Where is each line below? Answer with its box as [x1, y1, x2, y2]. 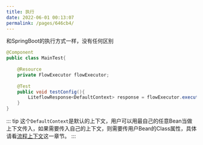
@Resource [17, 66, 42, 72]
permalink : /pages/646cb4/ [6, 20, 74, 26]
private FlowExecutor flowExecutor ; [17, 72, 110, 78]
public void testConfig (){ [17, 89, 85, 95]
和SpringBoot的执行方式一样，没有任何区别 [6, 37, 114, 45]
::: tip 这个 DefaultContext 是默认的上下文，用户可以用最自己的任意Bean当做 [6, 117, 193, 124]
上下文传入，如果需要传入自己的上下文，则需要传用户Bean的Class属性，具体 [6, 125, 197, 132]
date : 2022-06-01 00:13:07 [6, 14, 74, 21]
